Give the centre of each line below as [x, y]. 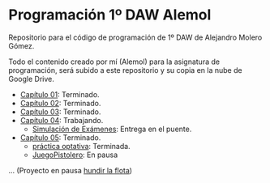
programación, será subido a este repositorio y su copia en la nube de [125, 70]
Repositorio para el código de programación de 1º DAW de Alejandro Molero [135, 37]
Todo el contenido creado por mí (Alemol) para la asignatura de [114, 62]
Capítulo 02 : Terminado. [60, 103]
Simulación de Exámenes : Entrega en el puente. [112, 129]
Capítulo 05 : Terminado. [60, 137]
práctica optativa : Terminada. [81, 146]
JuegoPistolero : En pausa [75, 155]
